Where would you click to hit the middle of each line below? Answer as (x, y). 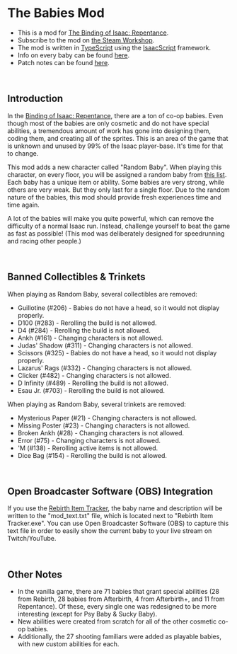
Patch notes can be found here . (63, 62)
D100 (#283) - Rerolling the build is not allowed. (87, 323)
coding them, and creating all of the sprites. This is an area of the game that (118, 138)
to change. (23, 153)
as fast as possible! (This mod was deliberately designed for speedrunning (116, 233)
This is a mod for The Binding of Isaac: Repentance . (93, 33)
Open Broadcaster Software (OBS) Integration (110, 491)
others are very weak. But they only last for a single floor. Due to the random (118, 190)
